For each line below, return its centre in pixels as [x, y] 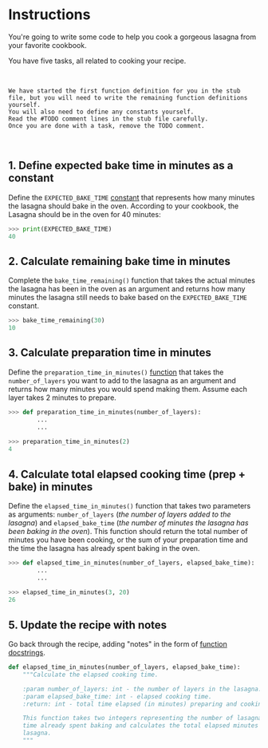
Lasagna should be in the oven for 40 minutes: [85, 214]
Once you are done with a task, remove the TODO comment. [106, 125]
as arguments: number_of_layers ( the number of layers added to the [120, 514]
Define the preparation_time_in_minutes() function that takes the [116, 372]
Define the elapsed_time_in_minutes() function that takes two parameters [130, 505]
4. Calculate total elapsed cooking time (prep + [127, 474]
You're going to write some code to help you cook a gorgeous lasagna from [132, 37]
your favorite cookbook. [47, 45]
